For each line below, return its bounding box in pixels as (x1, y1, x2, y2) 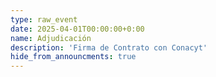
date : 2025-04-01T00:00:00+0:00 (10, 24, 145, 34)
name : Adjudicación (10, 33, 92, 43)
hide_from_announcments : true (10, 52, 137, 62)
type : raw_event (10, 14, 78, 25)
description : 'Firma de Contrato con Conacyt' (10, 42, 208, 53)
